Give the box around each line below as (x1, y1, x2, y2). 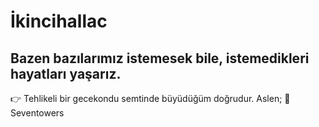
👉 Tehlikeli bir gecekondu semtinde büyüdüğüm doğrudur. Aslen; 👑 (10, 93, 291, 104)
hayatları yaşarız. (10, 65, 122, 82)
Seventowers (10, 107, 65, 119)
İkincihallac (10, 10, 108, 33)
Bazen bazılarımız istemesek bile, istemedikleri (10, 50, 310, 67)
